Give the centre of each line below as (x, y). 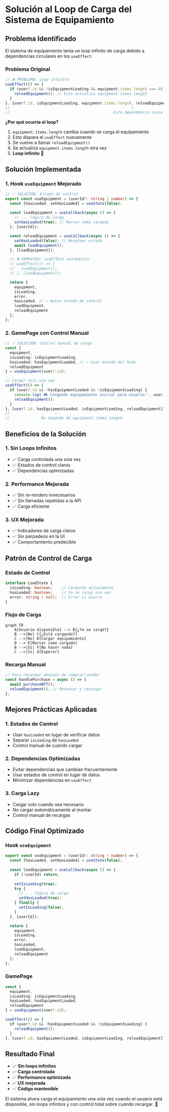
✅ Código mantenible (35, 1089)
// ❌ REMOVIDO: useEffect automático (50, 259)
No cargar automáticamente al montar (52, 810)
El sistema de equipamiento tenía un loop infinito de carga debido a (75, 51)
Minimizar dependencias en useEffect (52, 780)
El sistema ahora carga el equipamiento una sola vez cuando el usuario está (84, 1099)
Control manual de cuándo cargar (47, 746)
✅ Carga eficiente (31, 506)
